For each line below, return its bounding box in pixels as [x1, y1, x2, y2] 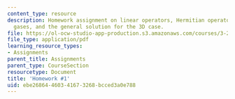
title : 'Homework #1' [7, 75, 71, 82]
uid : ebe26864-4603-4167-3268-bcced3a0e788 [7, 82, 136, 89]
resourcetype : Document [7, 68, 77, 75]
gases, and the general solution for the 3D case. [13, 23, 164, 30]
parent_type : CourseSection [7, 62, 90, 69]
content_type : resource [7, 10, 77, 17]
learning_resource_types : [7, 43, 83, 49]
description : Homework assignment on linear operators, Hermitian [7, 17, 205, 24]
